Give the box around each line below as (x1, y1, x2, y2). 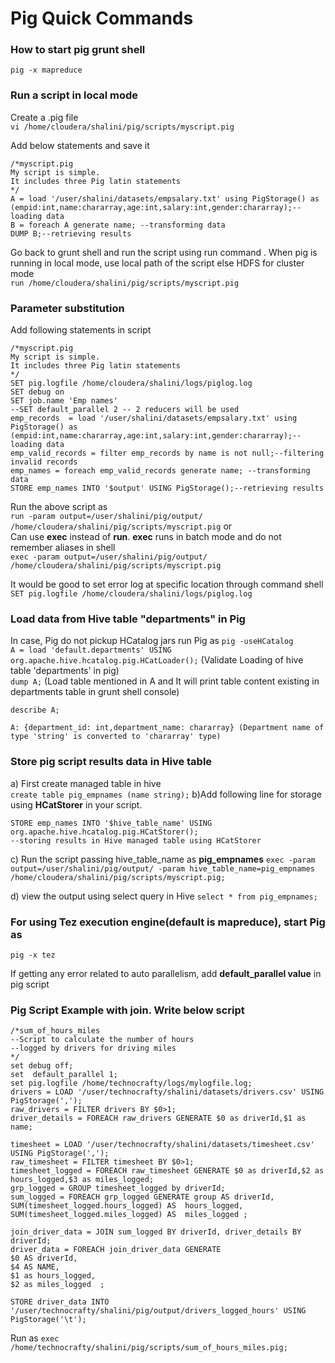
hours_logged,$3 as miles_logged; (10, 1175, 155, 1185)
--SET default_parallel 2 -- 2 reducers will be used (10, 405, 240, 415)
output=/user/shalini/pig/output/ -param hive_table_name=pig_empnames (10, 863, 315, 874)
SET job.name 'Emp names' (10, 396, 118, 406)
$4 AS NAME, (10, 1262, 60, 1272)
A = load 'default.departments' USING (10, 645, 172, 656)
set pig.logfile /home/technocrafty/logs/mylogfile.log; (10, 1078, 253, 1089)
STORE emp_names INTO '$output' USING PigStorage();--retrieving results (10, 483, 325, 494)
